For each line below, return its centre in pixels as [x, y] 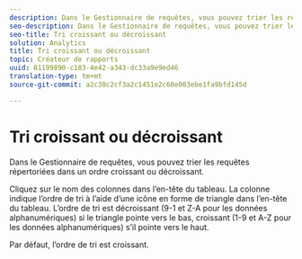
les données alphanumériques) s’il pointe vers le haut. [109, 227]
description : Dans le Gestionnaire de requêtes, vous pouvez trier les [146, 18]
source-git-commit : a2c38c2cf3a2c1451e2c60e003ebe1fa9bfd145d [128, 85]
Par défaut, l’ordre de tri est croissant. [80, 245]
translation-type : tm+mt [56, 76]
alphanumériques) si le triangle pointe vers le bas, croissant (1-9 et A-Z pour [151, 218]
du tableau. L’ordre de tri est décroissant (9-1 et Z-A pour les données [138, 208]
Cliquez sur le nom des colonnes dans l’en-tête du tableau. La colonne [140, 189]
